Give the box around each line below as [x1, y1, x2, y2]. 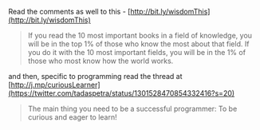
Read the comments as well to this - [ [8, 7, 131, 16]
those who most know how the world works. [27, 56, 174, 65]
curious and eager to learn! [27, 112, 117, 122]
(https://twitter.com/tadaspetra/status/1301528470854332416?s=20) [8, 89, 235, 98]
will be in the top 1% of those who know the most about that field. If [27, 39, 250, 49]
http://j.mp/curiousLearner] [10, 80, 101, 89]
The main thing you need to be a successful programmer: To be [27, 104, 238, 113]
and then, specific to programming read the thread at [8, 72, 183, 81]
